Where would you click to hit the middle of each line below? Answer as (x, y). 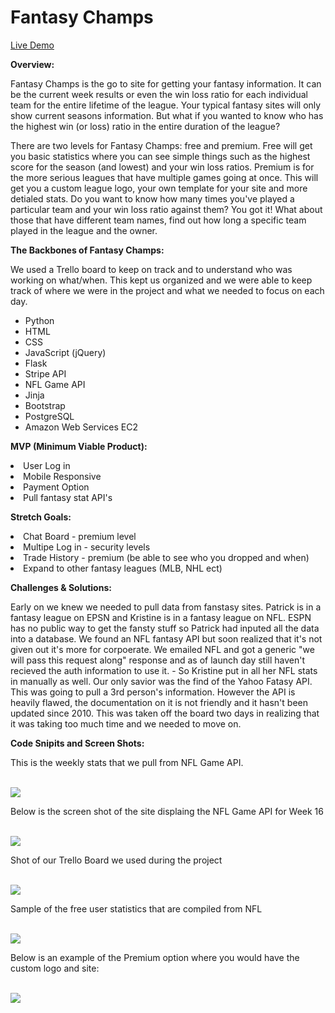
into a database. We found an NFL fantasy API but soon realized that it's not (166, 638)
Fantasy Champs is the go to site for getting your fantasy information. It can (166, 83)
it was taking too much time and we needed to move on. (126, 723)
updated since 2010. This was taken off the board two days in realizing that (165, 713)
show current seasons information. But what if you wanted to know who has (167, 115)
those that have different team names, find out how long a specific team (158, 220)
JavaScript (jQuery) (65, 352)
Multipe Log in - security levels (87, 547)
